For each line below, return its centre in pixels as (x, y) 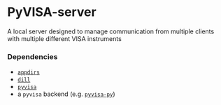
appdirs (28, 73)
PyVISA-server (52, 12)
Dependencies (33, 56)
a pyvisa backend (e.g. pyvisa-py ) (66, 94)
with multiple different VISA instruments (65, 38)
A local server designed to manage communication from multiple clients (111, 31)
